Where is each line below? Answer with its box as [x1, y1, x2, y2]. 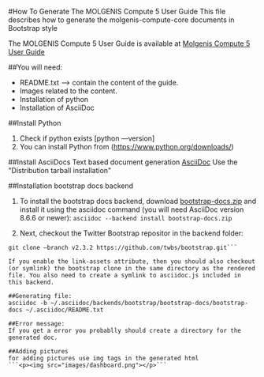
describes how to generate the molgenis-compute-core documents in [8, 15, 235, 25]
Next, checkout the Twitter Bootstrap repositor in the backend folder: [19, 228, 244, 238]
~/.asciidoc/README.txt [25, 306, 104, 314]
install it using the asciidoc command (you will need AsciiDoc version [19, 205, 244, 214]
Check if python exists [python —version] [19, 134, 155, 143]
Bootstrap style [8, 24, 58, 32]
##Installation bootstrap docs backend [8, 181, 134, 190]
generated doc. [8, 334, 58, 341]
